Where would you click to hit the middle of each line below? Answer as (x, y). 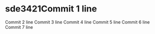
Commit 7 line (19, 27)
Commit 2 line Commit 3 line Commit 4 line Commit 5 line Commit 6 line (77, 22)
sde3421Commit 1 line (51, 9)
